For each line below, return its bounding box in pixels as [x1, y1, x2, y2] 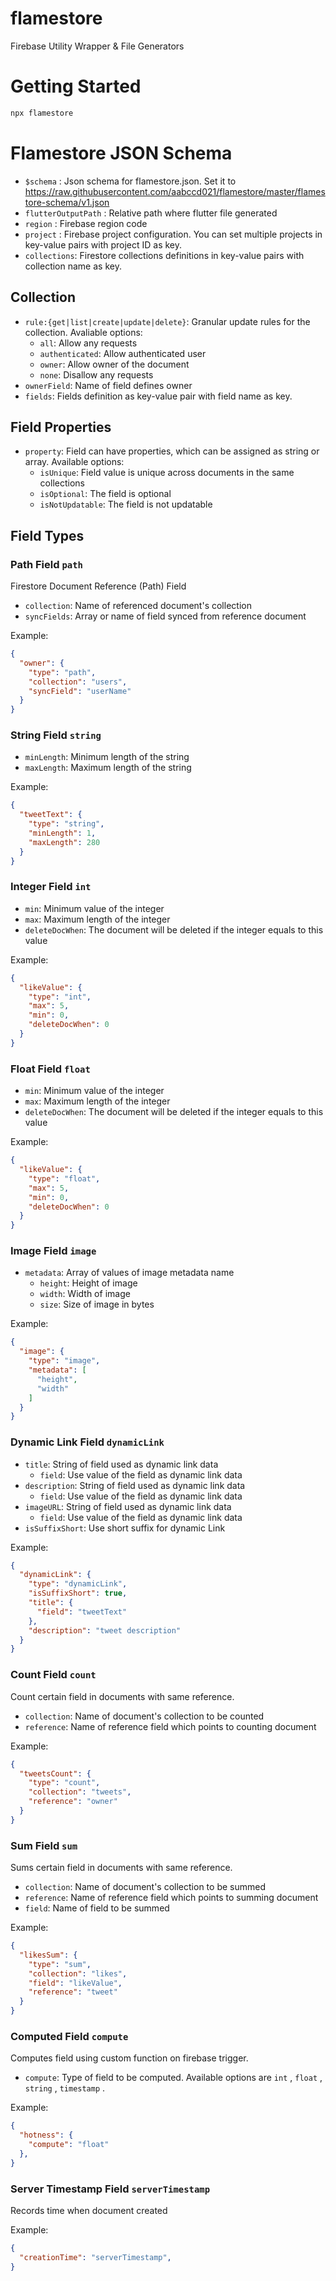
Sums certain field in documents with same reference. [10, 1862, 233, 1874]
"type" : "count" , [28, 1778, 101, 1788]
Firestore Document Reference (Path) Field [10, 580, 187, 592]
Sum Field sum [10, 1838, 78, 1852]
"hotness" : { [19, 2130, 74, 2141]
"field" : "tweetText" [36, 1607, 128, 1617]
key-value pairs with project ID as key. [24, 238, 183, 251]
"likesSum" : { [19, 1950, 78, 1960]
